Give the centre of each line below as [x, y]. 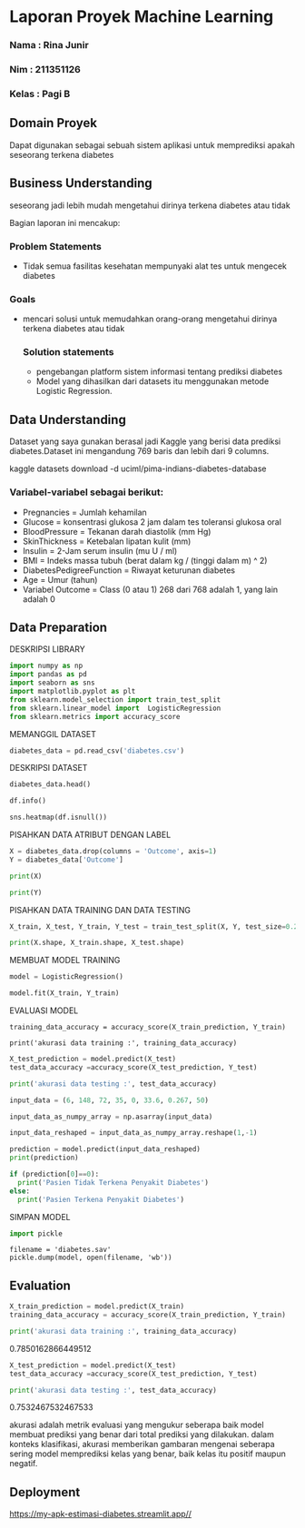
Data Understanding [68, 419]
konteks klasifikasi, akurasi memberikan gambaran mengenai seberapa [142, 1444]
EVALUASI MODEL [44, 1010]
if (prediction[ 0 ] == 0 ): [54, 1174]
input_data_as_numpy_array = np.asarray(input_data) [111, 1117]
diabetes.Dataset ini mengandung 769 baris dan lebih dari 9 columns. [139, 451]
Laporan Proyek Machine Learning [142, 17]
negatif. [24, 1464]
